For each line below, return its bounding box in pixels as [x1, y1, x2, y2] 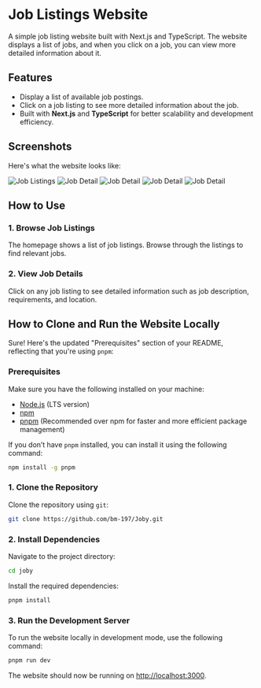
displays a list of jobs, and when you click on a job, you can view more [8, 39, 236, 49]
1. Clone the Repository [8, 482, 98, 493]
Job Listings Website [8, 6, 149, 24]
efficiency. [19, 117, 53, 127]
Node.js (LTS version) [19, 399, 90, 409]
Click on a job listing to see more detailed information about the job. [19, 100, 239, 109]
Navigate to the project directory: [8, 552, 116, 560]
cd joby [8, 567, 34, 575]
